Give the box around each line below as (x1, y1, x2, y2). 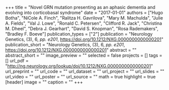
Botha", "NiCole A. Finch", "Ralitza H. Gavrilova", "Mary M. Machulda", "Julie (5, 15, 163, 21)
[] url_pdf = (5, 58, 29, 63)
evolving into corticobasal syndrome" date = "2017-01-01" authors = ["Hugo (5, 10, 163, 16)
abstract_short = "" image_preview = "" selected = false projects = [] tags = (5, 52, 162, 58)
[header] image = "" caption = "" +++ (5, 79, 83, 85)
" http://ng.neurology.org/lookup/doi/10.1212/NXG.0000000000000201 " (5, 63, 153, 69)
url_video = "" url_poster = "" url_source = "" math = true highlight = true (5, 74, 156, 79)
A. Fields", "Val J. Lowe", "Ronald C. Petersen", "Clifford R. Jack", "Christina (5, 20, 162, 26)
